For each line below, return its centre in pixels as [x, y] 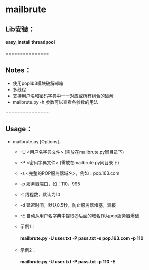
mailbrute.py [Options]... [38, 142]
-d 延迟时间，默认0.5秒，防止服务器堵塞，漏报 [68, 205]
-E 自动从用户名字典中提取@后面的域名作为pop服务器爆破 [80, 216]
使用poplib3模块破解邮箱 [38, 83]
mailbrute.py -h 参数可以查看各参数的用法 [55, 102]
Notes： [18, 71]
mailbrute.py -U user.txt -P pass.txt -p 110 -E [67, 262]
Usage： [19, 129]
